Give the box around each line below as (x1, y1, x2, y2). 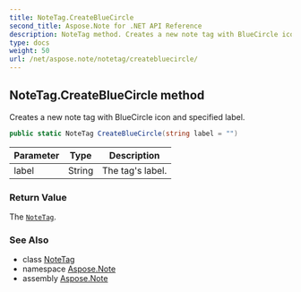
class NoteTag (21, 254, 75, 265)
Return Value (9, 191, 67, 203)
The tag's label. (101, 164, 168, 176)
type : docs (9, 38, 50, 47)
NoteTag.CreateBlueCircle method (9, 88, 205, 103)
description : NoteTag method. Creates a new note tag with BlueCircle (9, 30, 279, 39)
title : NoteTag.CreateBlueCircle (9, 13, 134, 22)
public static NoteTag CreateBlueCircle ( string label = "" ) (9, 129, 239, 138)
